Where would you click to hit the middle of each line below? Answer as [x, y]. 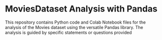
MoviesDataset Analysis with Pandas [81, 9]
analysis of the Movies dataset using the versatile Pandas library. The [74, 27]
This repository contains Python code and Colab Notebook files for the [75, 22]
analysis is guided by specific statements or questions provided [68, 32]
